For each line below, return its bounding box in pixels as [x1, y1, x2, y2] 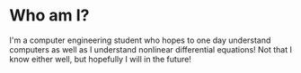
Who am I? [9, 5, 90, 26]
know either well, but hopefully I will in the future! [9, 53, 191, 64]
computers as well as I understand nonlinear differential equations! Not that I [9, 44, 292, 54]
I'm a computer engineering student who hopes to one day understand [9, 35, 271, 45]
